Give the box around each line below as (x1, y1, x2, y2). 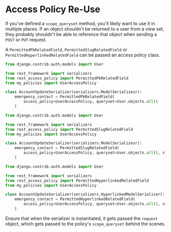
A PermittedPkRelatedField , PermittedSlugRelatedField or (5, 46, 127, 52)
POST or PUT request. (5, 37, 47, 43)
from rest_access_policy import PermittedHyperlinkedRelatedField (5, 178, 149, 183)
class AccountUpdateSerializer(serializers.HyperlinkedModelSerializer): (5, 192, 165, 197)
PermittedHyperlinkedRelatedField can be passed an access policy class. (5, 52, 160, 58)
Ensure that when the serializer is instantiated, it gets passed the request (5, 215, 158, 221)
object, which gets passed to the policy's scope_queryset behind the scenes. (5, 220, 166, 227)
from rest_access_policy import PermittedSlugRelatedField (5, 127, 133, 132)
